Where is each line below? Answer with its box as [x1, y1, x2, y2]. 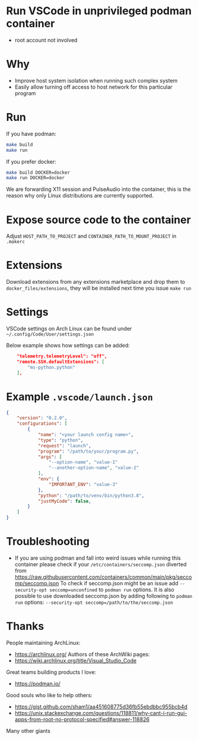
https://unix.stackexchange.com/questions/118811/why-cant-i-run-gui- [14, 709, 187, 716]
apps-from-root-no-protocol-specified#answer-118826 [14, 716, 150, 723]
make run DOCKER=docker [6, 175, 65, 181]
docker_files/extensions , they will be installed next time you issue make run [6, 284, 191, 292]
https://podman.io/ [14, 680, 61, 687]
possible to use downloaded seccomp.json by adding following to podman [14, 592, 193, 599]
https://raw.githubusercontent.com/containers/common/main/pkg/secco [14, 573, 192, 581]
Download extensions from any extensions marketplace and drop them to [6, 278, 186, 286]
